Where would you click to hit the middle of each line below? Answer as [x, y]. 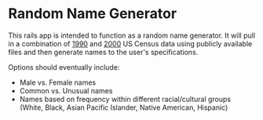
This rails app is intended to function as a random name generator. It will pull [132, 35]
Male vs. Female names [58, 82]
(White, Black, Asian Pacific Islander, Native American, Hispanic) [124, 107]
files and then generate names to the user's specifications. [103, 52]
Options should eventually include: [64, 67]
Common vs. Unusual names [66, 90]
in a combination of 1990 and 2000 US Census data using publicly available [130, 43]
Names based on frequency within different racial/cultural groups [125, 99]
